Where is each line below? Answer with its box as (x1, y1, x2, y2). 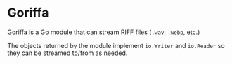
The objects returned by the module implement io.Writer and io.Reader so (7, 41, 225, 49)
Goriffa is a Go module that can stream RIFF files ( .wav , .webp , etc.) (7, 28, 200, 36)
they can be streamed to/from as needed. (7, 49, 128, 57)
